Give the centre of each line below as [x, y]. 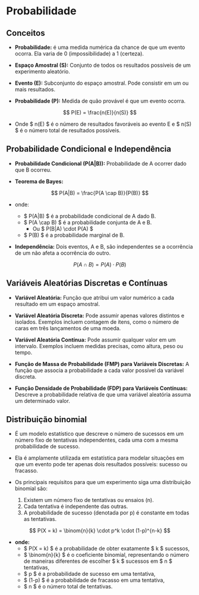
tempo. [23, 352]
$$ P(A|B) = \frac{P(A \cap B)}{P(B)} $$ [100, 193]
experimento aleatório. [42, 72]
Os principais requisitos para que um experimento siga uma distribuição [103, 482]
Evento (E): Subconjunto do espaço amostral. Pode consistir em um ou [102, 83]
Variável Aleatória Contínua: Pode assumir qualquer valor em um [95, 340]
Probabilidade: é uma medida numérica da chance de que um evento [100, 47]
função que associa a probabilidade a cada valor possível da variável [99, 370]
